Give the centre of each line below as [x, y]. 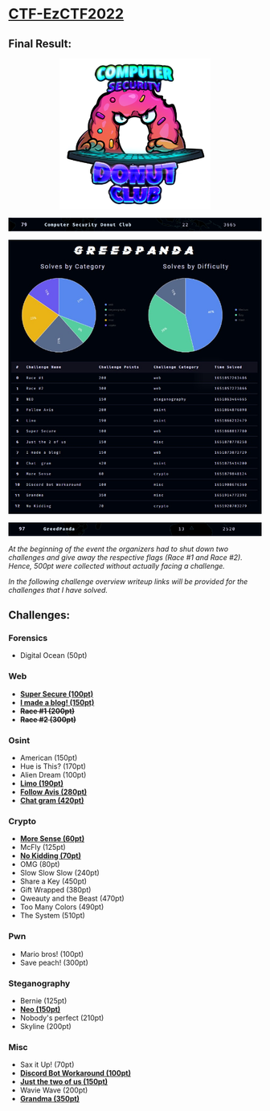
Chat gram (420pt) [52, 800]
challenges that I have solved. [58, 590]
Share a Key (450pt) [53, 881]
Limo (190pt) [42, 783]
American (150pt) [49, 758]
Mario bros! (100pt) [52, 954]
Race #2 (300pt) [48, 719]
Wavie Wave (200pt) [54, 1090]
